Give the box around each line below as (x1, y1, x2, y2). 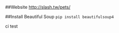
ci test (5, 23, 18, 29)
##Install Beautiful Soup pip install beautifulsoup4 (5, 14, 114, 19)
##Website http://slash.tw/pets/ (5, 4, 71, 10)
